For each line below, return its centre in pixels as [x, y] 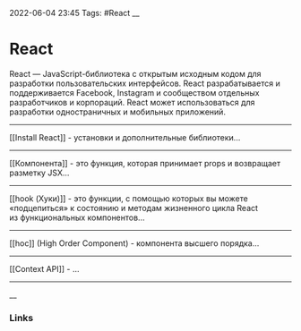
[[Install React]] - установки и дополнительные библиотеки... [125, 137]
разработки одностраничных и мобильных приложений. [118, 112]
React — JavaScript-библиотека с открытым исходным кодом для [135, 73]
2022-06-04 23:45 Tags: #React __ [75, 13]
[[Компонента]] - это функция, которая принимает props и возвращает [145, 163]
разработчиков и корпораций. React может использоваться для [132, 102]
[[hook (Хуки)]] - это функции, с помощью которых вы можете [129, 198]
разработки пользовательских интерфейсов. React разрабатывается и [145, 83]
